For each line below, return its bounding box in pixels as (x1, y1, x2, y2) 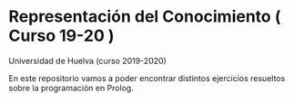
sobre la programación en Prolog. (8, 82, 134, 93)
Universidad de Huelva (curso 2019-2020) (8, 55, 167, 66)
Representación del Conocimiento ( (8, 6, 281, 27)
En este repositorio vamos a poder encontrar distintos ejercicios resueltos (8, 72, 286, 83)
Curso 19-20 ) (8, 25, 115, 46)
